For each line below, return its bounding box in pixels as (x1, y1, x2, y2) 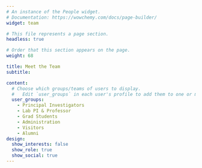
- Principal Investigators (17, 103, 85, 109)
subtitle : (6, 69, 31, 75)
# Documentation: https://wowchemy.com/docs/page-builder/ (6, 14, 158, 20)
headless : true (6, 37, 44, 43)
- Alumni (17, 130, 39, 136)
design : (6, 136, 26, 142)
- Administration (17, 119, 61, 125)
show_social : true (11, 152, 58, 159)
